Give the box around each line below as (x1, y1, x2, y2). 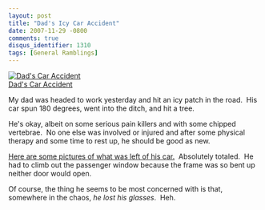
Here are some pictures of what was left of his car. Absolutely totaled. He (8, 151, 254, 161)
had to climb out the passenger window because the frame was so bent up (8, 160, 255, 169)
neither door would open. (8, 169, 92, 178)
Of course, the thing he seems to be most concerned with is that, (8, 184, 223, 193)
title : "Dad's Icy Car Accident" (8, 19, 120, 27)
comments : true (8, 34, 59, 42)
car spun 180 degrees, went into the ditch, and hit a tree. (8, 103, 195, 113)
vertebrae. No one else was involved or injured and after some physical (8, 127, 246, 137)
